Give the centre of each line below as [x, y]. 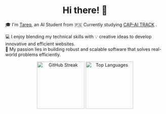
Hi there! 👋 [85, 10]
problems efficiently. [39, 54]
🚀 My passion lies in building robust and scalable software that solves [78, 49]
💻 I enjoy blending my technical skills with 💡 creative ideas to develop [78, 36]
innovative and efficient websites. [40, 44]
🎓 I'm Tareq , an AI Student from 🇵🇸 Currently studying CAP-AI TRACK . [81, 24]
